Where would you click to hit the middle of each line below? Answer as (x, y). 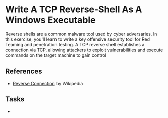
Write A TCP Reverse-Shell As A (74, 9)
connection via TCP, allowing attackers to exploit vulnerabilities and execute (84, 50)
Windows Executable (50, 20)
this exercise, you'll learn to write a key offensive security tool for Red (78, 39)
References (24, 71)
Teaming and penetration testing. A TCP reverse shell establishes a (75, 44)
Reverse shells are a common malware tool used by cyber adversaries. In (81, 34)
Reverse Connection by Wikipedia (48, 83)
